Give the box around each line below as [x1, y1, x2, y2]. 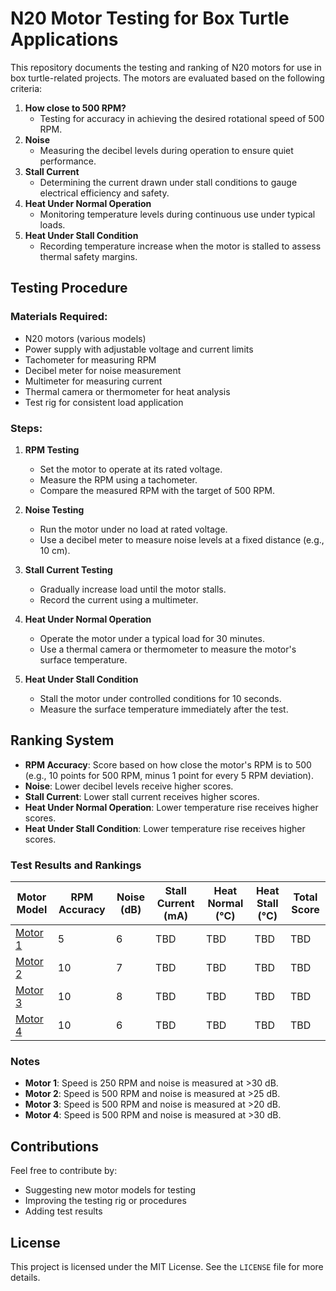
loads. [39, 218, 66, 231]
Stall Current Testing [24, 563, 113, 576]
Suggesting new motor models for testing [24, 1184, 197, 1196]
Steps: [10, 421, 43, 435]
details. [10, 1271, 41, 1283]
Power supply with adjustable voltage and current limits [24, 343, 254, 355]
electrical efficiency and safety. [39, 187, 170, 199]
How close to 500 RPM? [24, 102, 127, 114]
